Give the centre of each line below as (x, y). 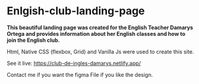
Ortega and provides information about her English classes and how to (96, 33)
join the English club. (33, 40)
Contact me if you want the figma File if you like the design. (80, 74)
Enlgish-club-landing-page (76, 11)
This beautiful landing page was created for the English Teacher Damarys (100, 27)
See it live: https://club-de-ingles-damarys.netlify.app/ (74, 63)
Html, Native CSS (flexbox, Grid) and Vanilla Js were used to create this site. (100, 51)
